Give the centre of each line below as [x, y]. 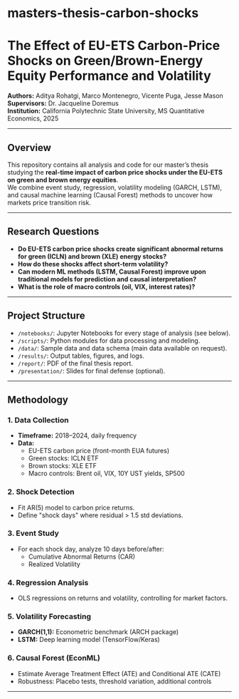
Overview [30, 147]
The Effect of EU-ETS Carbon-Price [114, 46]
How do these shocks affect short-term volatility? [93, 264]
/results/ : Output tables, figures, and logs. [81, 356]
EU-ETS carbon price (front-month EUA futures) [99, 451]
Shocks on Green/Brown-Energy [105, 61]
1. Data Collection [38, 420]
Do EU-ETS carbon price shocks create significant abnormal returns [121, 249]
